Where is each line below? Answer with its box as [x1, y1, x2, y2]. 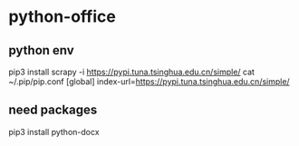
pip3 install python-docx [8, 126, 101, 137]
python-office [8, 6, 117, 27]
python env [8, 43, 74, 58]
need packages [8, 102, 98, 118]
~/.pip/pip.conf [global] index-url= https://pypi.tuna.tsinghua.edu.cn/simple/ [8, 76, 291, 87]
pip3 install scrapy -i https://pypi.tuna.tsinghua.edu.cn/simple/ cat [8, 66, 256, 77]
